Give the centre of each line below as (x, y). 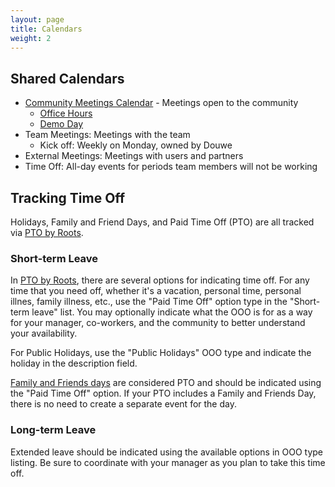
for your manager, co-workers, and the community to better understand (158, 323)
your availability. (44, 333)
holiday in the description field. (74, 363)
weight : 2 (31, 38)
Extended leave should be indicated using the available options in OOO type (167, 452)
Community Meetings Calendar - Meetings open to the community (161, 103)
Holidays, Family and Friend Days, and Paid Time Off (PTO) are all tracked (162, 222)
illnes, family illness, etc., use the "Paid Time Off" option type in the (149, 302)
